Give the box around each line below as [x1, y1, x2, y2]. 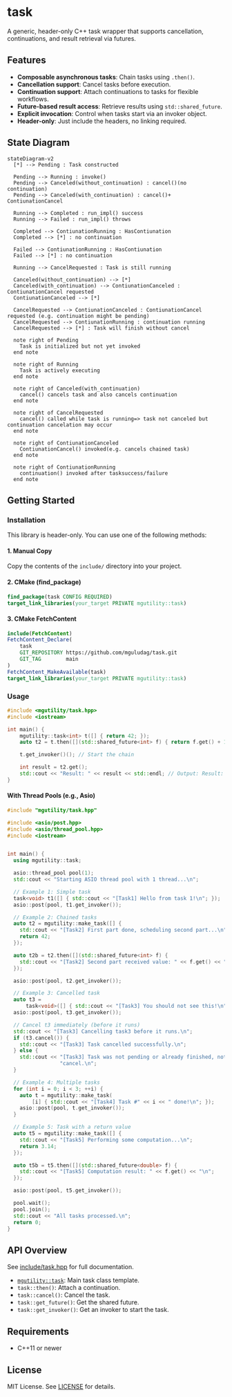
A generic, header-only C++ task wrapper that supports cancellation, [7, 27, 204, 35]
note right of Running [13, 361, 79, 368]
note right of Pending [13, 337, 79, 344]
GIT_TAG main [19, 656, 79, 663]
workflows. [17, 95, 50, 103]
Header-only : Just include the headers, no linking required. [17, 117, 187, 125]
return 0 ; [13, 1219, 41, 1226]
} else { [13, 1047, 39, 1054]
